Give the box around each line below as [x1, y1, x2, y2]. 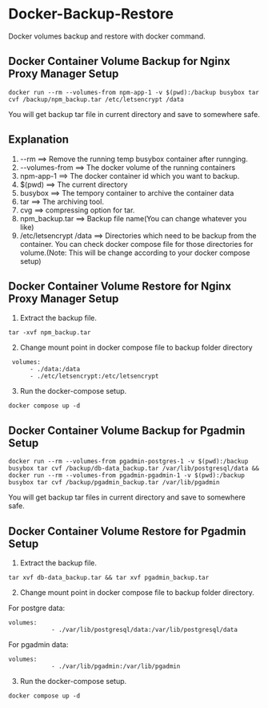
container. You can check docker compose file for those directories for [19, 239, 254, 249]
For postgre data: [8, 603, 66, 613]
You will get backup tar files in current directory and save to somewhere [8, 492, 246, 502]
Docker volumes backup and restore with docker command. [8, 31, 206, 41]
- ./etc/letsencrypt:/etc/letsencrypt [29, 372, 159, 381]
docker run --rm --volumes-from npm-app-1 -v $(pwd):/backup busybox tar [8, 88, 260, 96]
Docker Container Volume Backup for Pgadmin [8, 423, 246, 437]
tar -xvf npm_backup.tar [8, 329, 91, 337]
